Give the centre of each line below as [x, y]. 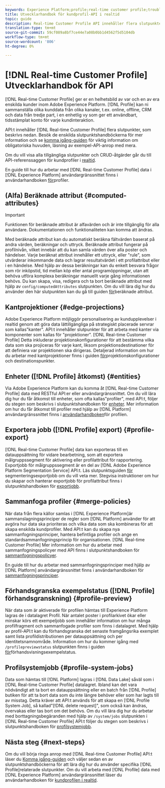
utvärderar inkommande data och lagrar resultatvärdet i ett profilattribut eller [82, 260]
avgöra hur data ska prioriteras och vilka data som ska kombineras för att [79, 524]
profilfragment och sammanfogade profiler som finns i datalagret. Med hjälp [82, 626]
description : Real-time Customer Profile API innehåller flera [71, 23]
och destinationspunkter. [30, 361]
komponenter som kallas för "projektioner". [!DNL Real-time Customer [76, 335]
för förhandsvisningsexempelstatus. [41, 652]
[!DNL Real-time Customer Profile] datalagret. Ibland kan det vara [71, 685]
